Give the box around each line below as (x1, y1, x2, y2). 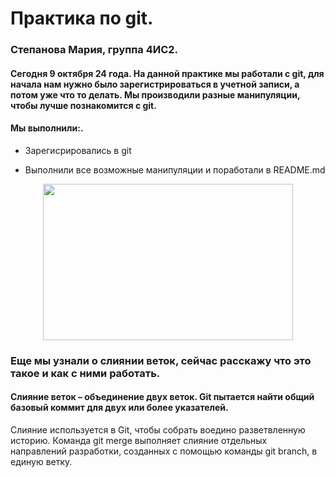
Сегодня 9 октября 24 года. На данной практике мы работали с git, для (10, 67, 325, 79)
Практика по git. (10, 7, 154, 30)
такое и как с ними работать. (10, 366, 161, 380)
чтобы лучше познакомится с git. (10, 99, 157, 111)
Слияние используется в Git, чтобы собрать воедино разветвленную (10, 424, 306, 436)
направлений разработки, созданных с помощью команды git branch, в (10, 445, 318, 457)
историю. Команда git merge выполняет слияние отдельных (10, 435, 268, 447)
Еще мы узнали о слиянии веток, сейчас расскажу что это (10, 353, 312, 367)
